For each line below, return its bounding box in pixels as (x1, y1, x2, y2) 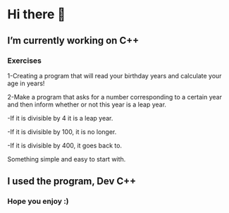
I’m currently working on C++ (7, 35, 140, 47)
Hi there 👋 (7, 6, 66, 23)
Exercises (7, 56, 42, 66)
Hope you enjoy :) (7, 197, 69, 207)
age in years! (7, 79, 45, 87)
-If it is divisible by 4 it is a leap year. (7, 114, 113, 122)
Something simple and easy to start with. (7, 154, 126, 163)
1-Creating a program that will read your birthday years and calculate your (7, 71, 222, 80)
